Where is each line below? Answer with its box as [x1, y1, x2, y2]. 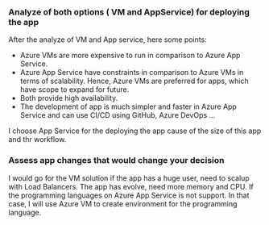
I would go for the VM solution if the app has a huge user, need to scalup [8, 173, 250, 183]
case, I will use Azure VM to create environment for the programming [8, 198, 238, 208]
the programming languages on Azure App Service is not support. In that [8, 190, 250, 200]
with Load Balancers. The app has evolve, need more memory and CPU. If [8, 181, 254, 191]
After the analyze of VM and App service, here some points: [8, 35, 207, 44]
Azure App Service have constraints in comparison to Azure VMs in [19, 68, 244, 77]
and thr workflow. [8, 135, 67, 144]
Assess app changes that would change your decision [8, 155, 225, 166]
